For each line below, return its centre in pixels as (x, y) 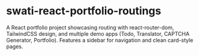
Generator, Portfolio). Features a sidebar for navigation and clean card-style (100, 40)
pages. (15, 46)
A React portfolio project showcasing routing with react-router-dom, (90, 27)
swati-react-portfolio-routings (84, 11)
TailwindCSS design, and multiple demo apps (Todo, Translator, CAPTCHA (98, 33)
